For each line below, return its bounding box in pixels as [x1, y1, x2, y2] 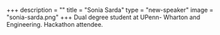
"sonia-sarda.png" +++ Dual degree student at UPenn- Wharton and [6, 13, 201, 21]
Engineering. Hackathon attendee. [6, 21, 104, 28]
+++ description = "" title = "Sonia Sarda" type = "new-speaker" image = [6, 6, 214, 14]
